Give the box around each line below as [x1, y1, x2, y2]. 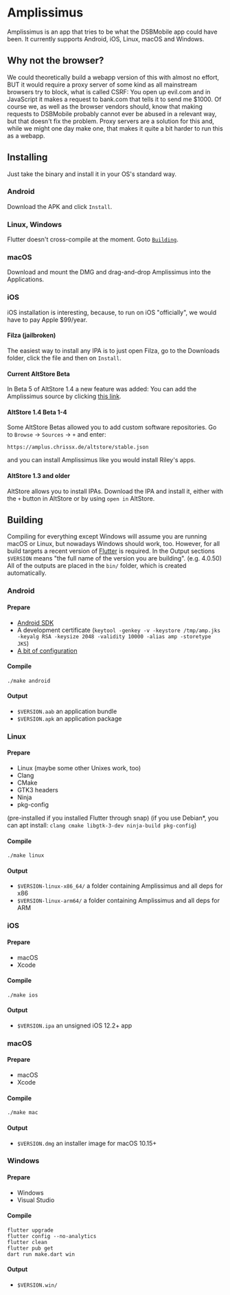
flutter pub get [7, 1245, 54, 1252]
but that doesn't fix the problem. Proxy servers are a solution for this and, [7, 117, 215, 125]
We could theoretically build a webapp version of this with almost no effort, [7, 73, 220, 81]
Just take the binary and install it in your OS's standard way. [7, 170, 177, 178]
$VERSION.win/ [16, 1282, 58, 1289]
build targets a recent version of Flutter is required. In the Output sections [7, 547, 215, 555]
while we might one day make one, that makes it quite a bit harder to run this [7, 124, 223, 132]
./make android [7, 677, 51, 684]
